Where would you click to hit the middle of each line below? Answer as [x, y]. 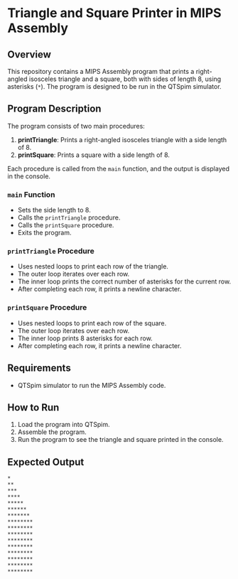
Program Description [54, 109]
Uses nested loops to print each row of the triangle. [93, 266]
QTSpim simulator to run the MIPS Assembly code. [92, 385]
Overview [29, 54]
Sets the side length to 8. [54, 210]
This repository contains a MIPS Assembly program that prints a [101, 71]
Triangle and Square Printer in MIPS [114, 13]
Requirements [39, 368]
